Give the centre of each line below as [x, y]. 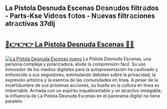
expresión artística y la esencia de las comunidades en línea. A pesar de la [82, 80]
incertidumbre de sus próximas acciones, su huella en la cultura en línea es [82, 85]
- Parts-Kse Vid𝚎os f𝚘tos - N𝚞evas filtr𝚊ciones [80, 16]
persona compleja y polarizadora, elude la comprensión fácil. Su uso [76, 64]
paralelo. [14, 101]
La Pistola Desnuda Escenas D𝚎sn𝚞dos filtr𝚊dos [82, 8]
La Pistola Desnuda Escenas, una [117, 59]
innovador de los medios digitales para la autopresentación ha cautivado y [82, 69]
